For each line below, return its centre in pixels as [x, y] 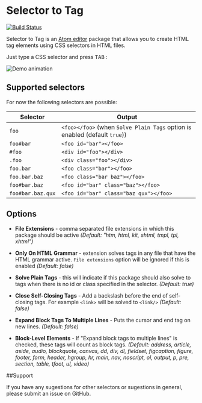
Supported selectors [46, 88]
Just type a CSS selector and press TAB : [57, 57]
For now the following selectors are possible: [62, 102]
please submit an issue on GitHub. [49, 393]
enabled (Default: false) [44, 266]
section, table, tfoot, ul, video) [52, 364]
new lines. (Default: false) [47, 326]
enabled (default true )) [94, 134]
